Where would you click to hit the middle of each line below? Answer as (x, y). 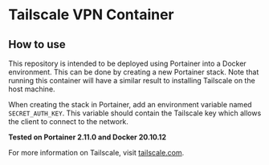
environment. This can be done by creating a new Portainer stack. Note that (134, 72)
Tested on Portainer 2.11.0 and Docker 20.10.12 (88, 137)
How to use (37, 44)
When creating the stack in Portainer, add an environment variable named (130, 105)
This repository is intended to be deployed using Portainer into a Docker (127, 63)
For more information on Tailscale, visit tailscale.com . (96, 153)
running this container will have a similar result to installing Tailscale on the (132, 80)
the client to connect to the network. (68, 121)
